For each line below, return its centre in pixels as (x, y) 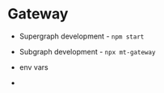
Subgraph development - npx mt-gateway (87, 51)
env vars (34, 67)
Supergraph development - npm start (82, 36)
